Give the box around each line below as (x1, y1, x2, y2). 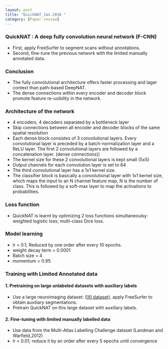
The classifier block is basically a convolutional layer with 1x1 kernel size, (12, 173, 163, 179)
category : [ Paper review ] (5, 17, 59, 22)
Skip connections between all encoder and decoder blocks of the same (12, 125, 160, 131)
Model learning (5, 230, 43, 238)
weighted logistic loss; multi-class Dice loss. (12, 218, 104, 224)
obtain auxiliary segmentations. (12, 299, 78, 305)
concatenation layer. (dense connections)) (12, 151, 100, 157)
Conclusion (5, 68, 34, 75)
